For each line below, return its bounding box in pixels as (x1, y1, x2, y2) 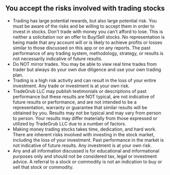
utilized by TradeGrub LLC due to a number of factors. (12, 120, 126, 127)
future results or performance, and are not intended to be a (12, 99, 137, 105)
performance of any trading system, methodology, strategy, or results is (12, 50, 164, 56)
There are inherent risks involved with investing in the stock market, (12, 131, 155, 137)
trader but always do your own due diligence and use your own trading (12, 66, 161, 72)
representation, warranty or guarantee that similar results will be (12, 104, 148, 110)
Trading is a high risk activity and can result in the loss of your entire (12, 77, 156, 83)
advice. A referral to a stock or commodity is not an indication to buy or (12, 158, 162, 165)
